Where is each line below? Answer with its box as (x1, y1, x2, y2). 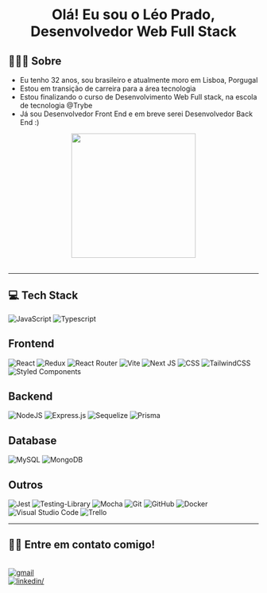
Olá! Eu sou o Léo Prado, (51, 6, 216, 24)
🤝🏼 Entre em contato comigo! (8, 538, 156, 552)
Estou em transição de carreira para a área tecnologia (19, 84, 196, 93)
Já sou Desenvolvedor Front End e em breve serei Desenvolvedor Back (19, 109, 253, 119)
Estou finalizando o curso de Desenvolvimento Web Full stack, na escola (19, 92, 257, 101)
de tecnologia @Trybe (19, 101, 93, 110)
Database (8, 434, 57, 447)
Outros (8, 478, 44, 491)
